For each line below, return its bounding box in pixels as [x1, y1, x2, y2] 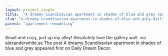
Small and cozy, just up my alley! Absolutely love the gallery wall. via [5, 35, 146, 41]
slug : [5, 16, 16, 21]
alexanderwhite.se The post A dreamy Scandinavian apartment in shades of [5, 40, 161, 46]
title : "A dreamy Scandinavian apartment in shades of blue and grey [5, 12, 155, 17]
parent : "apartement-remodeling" [5, 21, 75, 26]
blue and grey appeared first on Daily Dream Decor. [5, 45, 111, 51]
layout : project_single [5, 7, 55, 12]
